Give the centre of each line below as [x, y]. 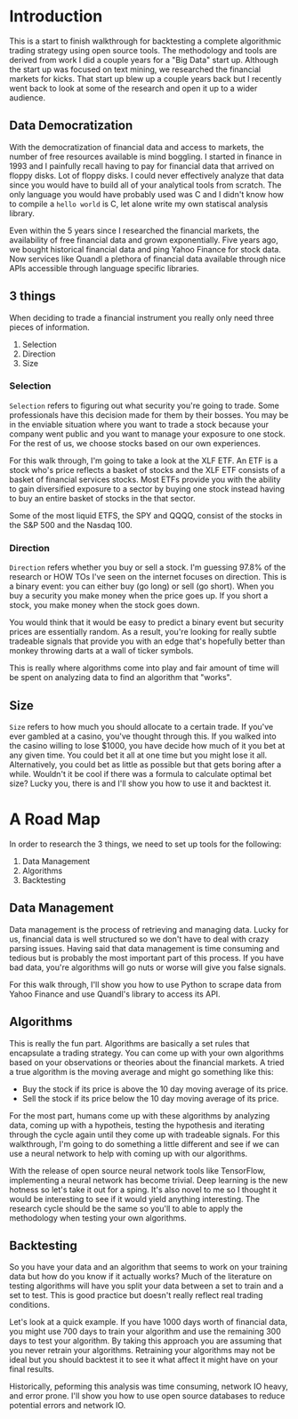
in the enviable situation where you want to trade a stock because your [139, 424]
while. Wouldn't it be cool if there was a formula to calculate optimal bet [141, 774]
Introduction [56, 16]
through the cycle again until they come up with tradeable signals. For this [145, 1134]
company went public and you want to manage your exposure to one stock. [148, 434]
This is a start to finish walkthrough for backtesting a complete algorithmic [145, 41]
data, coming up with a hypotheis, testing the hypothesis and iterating [137, 1125]
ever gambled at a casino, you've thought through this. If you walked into [143, 736]
